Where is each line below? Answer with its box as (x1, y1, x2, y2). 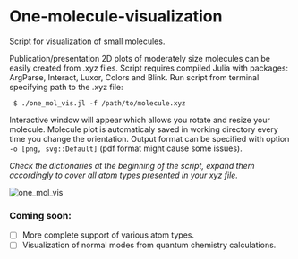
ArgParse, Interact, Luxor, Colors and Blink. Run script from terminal (9, 71, 260, 82)
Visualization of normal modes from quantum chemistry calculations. (21, 239, 277, 251)
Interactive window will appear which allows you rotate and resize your (9, 114, 270, 125)
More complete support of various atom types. (21, 230, 195, 240)
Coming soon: (9, 209, 72, 221)
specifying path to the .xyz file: (9, 81, 123, 92)
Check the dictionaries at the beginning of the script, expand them (9, 160, 255, 171)
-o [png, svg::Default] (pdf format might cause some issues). (9, 143, 243, 154)
